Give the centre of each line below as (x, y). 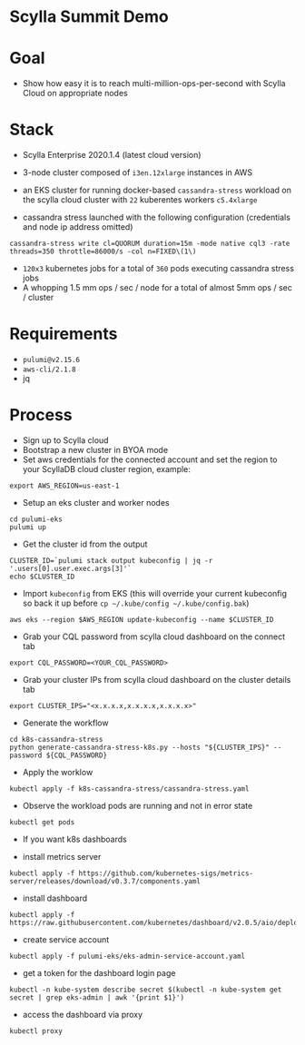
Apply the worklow (58, 772)
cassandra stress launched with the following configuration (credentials (156, 217)
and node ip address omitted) (78, 227)
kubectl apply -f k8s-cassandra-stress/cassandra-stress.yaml (129, 789)
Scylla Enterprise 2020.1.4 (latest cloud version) (112, 155)
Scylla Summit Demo (89, 17)
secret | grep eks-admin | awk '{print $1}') (97, 997)
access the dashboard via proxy (83, 1014)
